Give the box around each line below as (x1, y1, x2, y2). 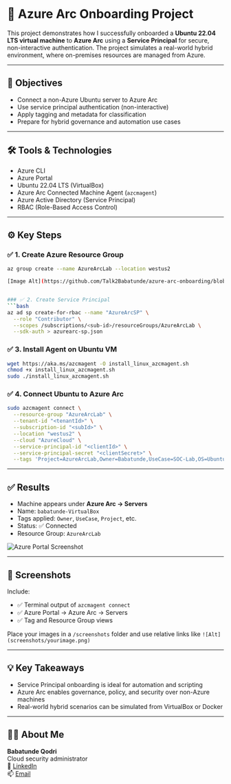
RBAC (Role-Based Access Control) (16, 203, 118, 211)
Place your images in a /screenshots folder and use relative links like (7, 629, 201, 638)
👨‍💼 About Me (7, 729, 65, 741)
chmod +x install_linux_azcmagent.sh (7, 367, 115, 373)
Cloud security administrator (7, 754, 88, 763)
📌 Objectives (7, 77, 63, 89)
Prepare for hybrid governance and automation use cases (16, 117, 181, 126)
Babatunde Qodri (7, 747, 57, 755)
